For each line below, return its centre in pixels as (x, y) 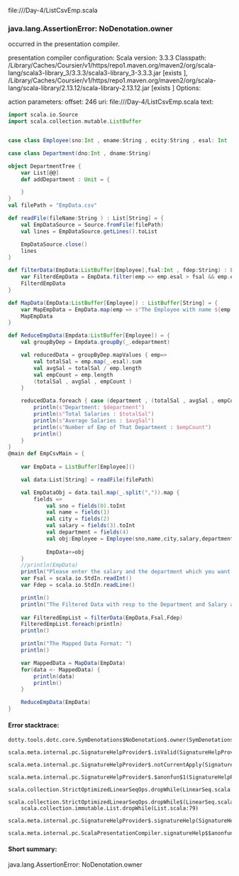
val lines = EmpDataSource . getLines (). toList (89, 231)
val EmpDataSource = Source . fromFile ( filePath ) (92, 225)
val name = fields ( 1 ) (78, 512)
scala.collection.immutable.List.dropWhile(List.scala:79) (110, 809)
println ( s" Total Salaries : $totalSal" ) (94, 414)
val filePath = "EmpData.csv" (53, 205)
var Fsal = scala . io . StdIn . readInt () (77, 578)
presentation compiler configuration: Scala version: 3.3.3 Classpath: (107, 58)
